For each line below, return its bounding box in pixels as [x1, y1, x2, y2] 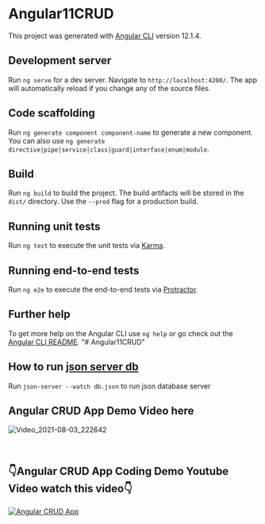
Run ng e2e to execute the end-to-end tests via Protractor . [8, 285, 198, 294]
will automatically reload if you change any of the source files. [8, 83, 211, 93]
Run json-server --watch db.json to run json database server [8, 381, 211, 391]
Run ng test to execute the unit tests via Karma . [8, 241, 165, 251]
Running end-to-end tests [8, 263, 140, 277]
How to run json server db [8, 360, 139, 373]
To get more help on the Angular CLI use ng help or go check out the [8, 328, 233, 338]
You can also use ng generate [8, 136, 106, 145]
